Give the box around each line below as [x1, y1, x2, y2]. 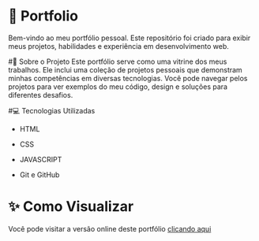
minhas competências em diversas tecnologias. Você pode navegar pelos [8, 73, 248, 83]
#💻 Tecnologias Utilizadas [8, 106, 96, 115]
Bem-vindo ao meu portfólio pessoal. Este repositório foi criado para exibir [8, 33, 251, 43]
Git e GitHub [19, 169, 60, 180]
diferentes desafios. [8, 90, 73, 99]
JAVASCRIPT [19, 154, 62, 164]
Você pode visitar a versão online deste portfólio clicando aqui [8, 224, 212, 233]
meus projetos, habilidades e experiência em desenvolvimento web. [8, 41, 229, 50]
